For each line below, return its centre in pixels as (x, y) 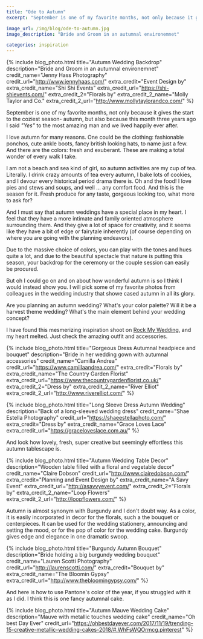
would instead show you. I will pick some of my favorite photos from (91, 287)
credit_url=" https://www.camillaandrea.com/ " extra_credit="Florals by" (95, 368)
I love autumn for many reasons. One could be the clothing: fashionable (95, 137)
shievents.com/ (25, 94)
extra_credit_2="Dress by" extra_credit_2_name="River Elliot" (83, 387)
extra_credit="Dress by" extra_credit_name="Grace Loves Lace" (86, 424)
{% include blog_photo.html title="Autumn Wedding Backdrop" (84, 62)
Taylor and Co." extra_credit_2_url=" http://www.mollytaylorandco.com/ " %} (100, 101)
